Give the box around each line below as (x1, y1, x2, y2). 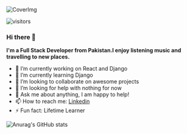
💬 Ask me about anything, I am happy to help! (15, 91, 130, 98)
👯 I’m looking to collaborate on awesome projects (15, 78, 139, 85)
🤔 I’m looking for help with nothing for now (15, 85, 122, 92)
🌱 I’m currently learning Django (15, 71, 93, 79)
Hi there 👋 (6, 33, 37, 41)
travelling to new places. (6, 53, 70, 60)
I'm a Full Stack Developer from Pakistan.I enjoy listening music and (6, 47, 182, 54)
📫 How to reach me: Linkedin (15, 97, 90, 105)
